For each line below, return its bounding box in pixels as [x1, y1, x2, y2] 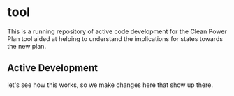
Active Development [7, 62, 98, 74]
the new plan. [7, 42, 47, 50]
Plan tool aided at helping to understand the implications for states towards [7, 34, 224, 42]
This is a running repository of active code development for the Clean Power [7, 27, 227, 35]
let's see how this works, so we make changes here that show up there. [7, 81, 213, 89]
